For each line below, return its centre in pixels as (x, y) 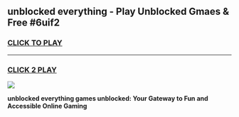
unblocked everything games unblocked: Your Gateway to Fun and (108, 98)
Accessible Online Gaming (47, 106)
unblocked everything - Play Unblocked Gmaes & (118, 12)
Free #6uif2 (34, 23)
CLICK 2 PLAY (32, 69)
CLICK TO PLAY (35, 43)
